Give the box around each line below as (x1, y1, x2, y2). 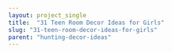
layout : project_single (8, 11, 87, 19)
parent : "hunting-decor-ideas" (8, 33, 112, 41)
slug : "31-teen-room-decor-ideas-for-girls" (8, 26, 158, 34)
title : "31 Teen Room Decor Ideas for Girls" (8, 19, 165, 26)
